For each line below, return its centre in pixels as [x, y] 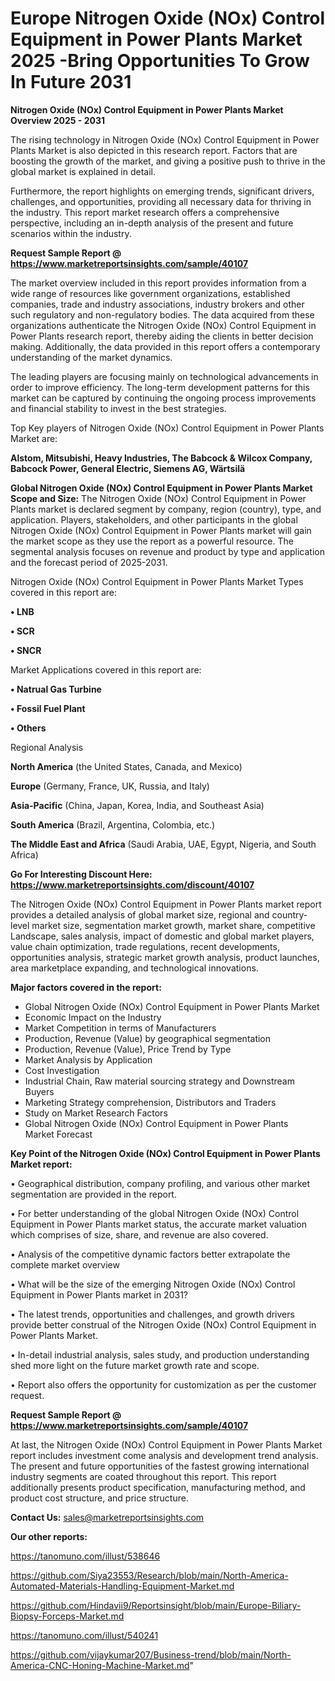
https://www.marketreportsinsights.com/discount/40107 [132, 884]
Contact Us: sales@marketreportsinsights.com [107, 1517]
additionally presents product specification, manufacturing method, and [158, 1487]
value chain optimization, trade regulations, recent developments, [145, 946]
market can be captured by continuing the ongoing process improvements [163, 398]
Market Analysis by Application [88, 1059]
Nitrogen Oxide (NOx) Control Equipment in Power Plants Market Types [157, 581]
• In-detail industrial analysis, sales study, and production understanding [160, 1354]
